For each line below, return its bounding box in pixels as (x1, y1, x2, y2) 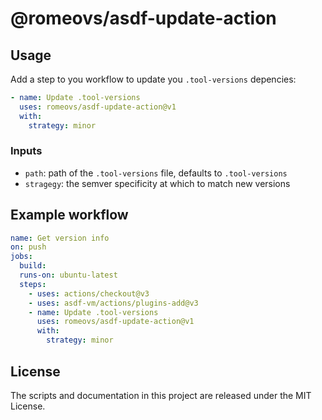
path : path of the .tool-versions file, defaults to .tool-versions (24, 167, 288, 179)
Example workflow (10, 207, 129, 224)
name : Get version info (10, 233, 110, 243)
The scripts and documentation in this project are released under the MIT (10, 389, 312, 401)
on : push (10, 242, 47, 252)
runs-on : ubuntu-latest (19, 270, 118, 281)
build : (19, 261, 47, 271)
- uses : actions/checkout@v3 (28, 288, 150, 299)
